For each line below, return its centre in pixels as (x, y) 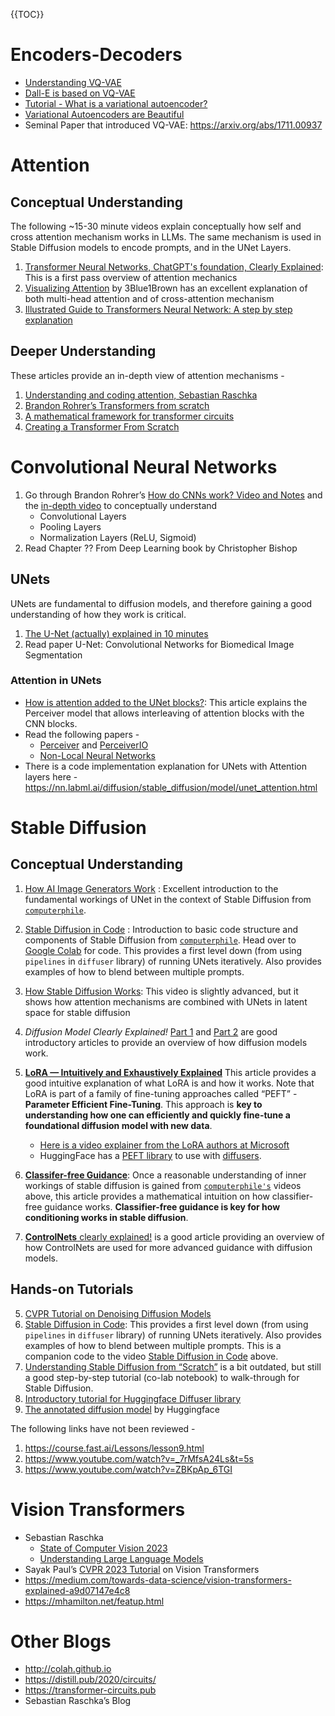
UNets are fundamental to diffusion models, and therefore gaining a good (161, 603)
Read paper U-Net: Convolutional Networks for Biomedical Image (159, 644)
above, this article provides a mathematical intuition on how (147, 1196)
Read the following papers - (82, 734)
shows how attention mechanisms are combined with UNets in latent (166, 1001)
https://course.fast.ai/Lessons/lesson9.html (114, 1448)
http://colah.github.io (68, 1669)
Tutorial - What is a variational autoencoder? (116, 103)
